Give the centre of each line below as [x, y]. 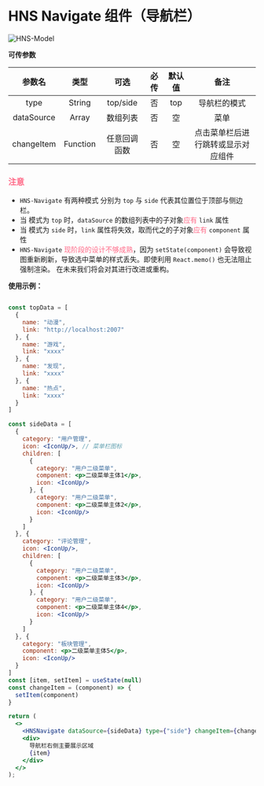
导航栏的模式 [222, 103]
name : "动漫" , [44, 322]
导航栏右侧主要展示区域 [61, 745]
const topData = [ [38, 308]
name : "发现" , [44, 367]
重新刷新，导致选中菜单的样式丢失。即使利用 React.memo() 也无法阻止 [139, 260]
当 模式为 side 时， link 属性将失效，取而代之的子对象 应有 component [130, 230]
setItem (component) [47, 695]
